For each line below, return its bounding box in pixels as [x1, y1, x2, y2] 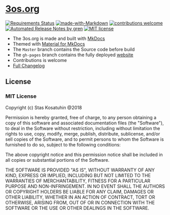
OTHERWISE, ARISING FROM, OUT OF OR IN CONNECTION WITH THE [5, 199, 155, 205]
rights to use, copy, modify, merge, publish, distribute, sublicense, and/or [5, 131, 160, 137]
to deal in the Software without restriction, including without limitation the [5, 125, 160, 131]
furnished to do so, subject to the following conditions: [5, 141, 121, 147]
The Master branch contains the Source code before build [12, 46, 135, 52]
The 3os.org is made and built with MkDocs [12, 35, 105, 41]
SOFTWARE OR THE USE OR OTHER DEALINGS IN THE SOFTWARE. [5, 205, 149, 211]
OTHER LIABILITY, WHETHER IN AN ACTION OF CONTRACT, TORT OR [5, 194, 155, 200]
